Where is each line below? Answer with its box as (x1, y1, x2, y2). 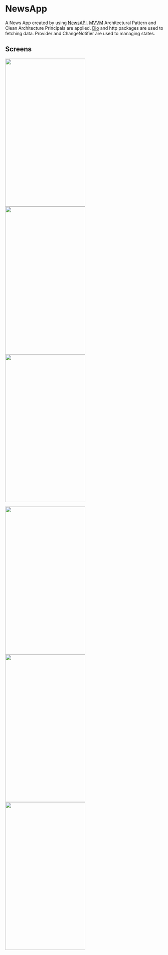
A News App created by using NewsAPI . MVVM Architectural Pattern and (5, 20, 156, 26)
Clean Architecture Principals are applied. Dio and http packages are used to (5, 25, 163, 31)
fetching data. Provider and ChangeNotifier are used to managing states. (5, 30, 155, 36)
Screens (5, 45, 32, 53)
